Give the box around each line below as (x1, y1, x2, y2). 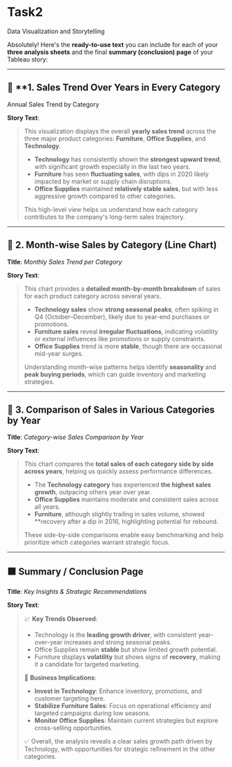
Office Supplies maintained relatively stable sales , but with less (34, 184, 219, 192)
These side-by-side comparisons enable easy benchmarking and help (23, 531, 224, 539)
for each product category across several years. (23, 291, 162, 300)
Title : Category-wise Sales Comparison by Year (7, 433, 144, 442)
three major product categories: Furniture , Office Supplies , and (23, 134, 206, 143)
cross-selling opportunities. (34, 724, 113, 732)
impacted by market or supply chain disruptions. (34, 177, 173, 186)
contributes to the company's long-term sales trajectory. (23, 213, 185, 221)
